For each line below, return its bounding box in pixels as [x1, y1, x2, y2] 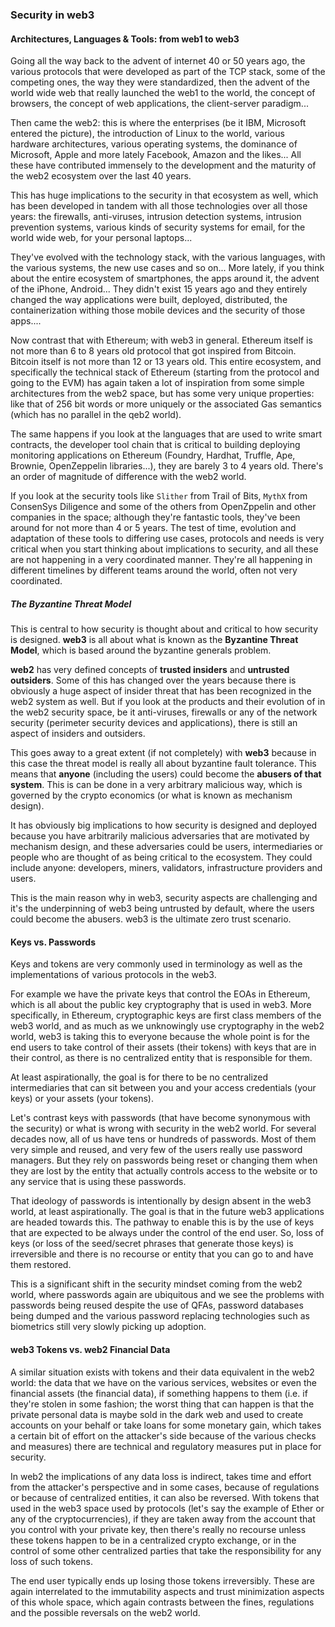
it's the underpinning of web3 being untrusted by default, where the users [10, 903, 315, 915]
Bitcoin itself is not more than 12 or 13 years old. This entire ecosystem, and [10, 356, 322, 368]
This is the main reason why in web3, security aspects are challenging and [10, 892, 318, 904]
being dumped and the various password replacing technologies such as [10, 1310, 310, 1322]
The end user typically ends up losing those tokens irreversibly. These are [10, 1574, 315, 1587]
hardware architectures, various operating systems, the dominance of [10, 138, 298, 150]
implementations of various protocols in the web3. [10, 969, 217, 981]
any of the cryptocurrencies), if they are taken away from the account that [10, 1513, 316, 1525]
